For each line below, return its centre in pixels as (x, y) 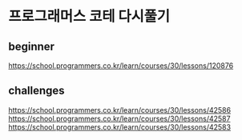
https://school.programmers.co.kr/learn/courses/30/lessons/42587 (119, 118)
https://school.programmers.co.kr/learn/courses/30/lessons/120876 (121, 66)
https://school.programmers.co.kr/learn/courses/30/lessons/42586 (119, 110)
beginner (31, 46)
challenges (37, 91)
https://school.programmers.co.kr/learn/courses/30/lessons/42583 (119, 127)
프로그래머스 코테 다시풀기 (89, 16)
